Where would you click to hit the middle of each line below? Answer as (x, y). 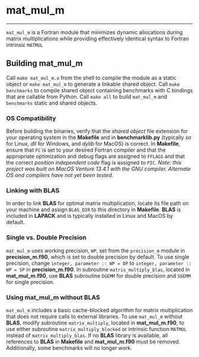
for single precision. (31, 282)
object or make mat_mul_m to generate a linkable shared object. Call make (93, 84)
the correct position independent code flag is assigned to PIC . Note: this (94, 163)
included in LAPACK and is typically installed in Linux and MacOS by (90, 216)
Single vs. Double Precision (46, 237)
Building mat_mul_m (44, 64)
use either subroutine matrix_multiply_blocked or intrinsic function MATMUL (97, 329)
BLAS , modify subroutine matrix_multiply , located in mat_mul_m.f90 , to (95, 323)
